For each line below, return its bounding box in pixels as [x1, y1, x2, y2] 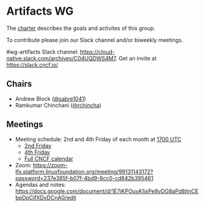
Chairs [6, 79, 32, 89]
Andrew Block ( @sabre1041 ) [15, 95, 87, 102]
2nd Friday [24, 142, 52, 149]
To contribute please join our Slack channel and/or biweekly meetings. [6, 36, 184, 43]
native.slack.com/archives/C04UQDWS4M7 [6, 54, 116, 62]
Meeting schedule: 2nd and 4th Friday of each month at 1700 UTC [15, 136, 182, 143]
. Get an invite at [115, 54, 157, 62]
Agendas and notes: [15, 181, 66, 188]
